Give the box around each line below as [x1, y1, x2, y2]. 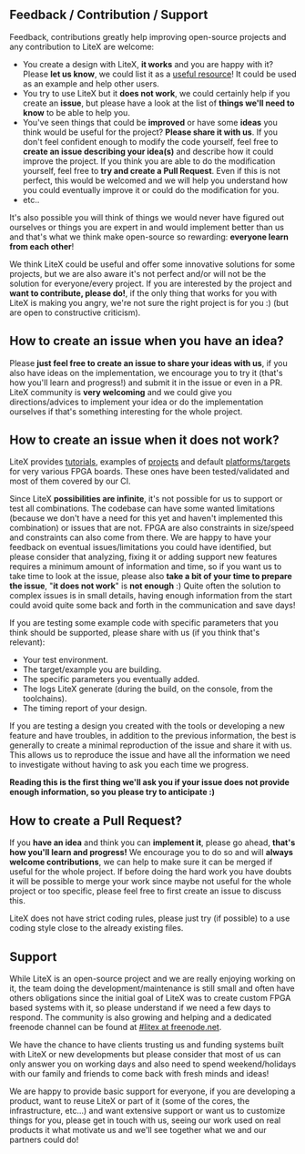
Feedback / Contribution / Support [9, 7, 208, 23]
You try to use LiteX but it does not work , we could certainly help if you [22, 87, 290, 98]
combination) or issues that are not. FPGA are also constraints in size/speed [9, 523, 294, 534]
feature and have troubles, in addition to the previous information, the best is [9, 730, 297, 741]
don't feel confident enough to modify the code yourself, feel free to [22, 136, 279, 147]
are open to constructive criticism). [9, 307, 141, 318]
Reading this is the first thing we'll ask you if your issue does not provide [9, 777, 290, 788]
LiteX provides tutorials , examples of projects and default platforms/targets [9, 456, 291, 467]
